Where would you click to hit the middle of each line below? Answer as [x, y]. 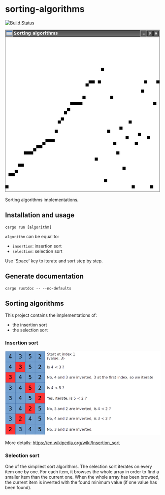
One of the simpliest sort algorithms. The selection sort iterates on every [79, 466]
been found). [18, 487]
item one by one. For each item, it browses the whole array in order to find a [82, 472]
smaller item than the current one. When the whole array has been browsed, [82, 477]
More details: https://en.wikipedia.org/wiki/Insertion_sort [63, 443]
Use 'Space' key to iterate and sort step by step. [54, 261]
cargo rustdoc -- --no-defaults [38, 288]
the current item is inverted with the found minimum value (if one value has [81, 482]
